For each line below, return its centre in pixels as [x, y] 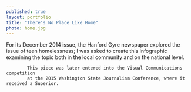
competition [21, 73]
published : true [26, 11]
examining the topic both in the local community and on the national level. [95, 57]
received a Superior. [33, 84]
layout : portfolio [29, 17]
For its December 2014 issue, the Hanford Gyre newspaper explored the [93, 45]
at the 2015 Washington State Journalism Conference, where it [106, 78]
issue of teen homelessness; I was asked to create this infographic [87, 51]
